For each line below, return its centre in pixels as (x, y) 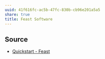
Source (16, 39)
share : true (17, 14)
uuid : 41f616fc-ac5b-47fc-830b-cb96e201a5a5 (52, 10)
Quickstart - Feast (31, 51)
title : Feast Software (29, 19)
